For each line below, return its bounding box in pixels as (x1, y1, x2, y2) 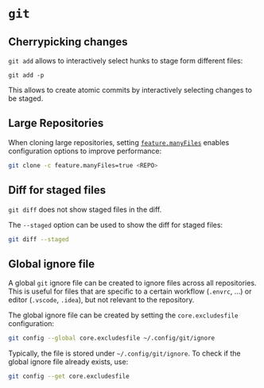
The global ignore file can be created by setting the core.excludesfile (8, 310, 239, 320)
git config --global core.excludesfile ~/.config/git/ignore (8, 334, 215, 343)
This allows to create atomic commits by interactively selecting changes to (8, 86, 253, 94)
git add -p (8, 71, 45, 79)
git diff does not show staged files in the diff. (8, 205, 162, 214)
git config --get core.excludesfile (8, 372, 130, 381)
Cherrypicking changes (8, 35, 129, 48)
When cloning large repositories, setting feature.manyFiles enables (8, 137, 230, 147)
